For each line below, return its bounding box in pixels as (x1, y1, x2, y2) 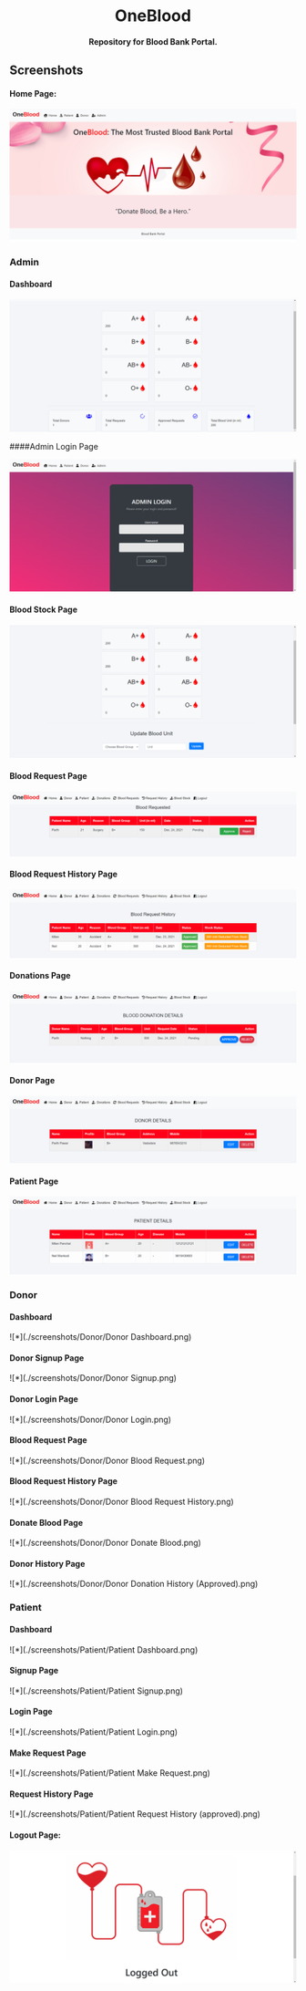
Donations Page (9, 970, 71, 981)
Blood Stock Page (9, 604, 77, 615)
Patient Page (9, 1176, 59, 1187)
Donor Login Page (9, 1394, 79, 1405)
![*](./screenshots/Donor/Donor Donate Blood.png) (9, 1538, 202, 1549)
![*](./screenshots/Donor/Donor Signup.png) (9, 1373, 178, 1384)
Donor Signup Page (9, 1352, 85, 1364)
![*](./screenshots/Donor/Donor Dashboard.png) (9, 1332, 192, 1343)
